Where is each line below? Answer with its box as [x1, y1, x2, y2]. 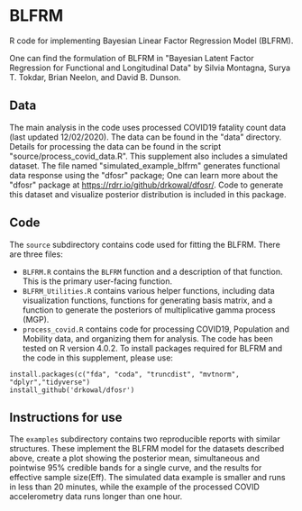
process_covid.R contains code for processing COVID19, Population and [22, 324, 290, 334]
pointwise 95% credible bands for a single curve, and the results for [9, 462, 262, 473]
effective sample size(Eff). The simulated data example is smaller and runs [9, 472, 286, 483]
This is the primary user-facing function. [22, 276, 173, 287]
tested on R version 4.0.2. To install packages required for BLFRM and [22, 342, 283, 353]
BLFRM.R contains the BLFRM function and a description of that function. [22, 266, 283, 277]
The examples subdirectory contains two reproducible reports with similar [9, 433, 281, 444]
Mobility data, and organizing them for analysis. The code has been [22, 333, 273, 343]
